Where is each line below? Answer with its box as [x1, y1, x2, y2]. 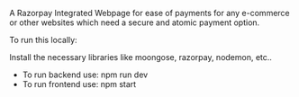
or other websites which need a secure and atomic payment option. [9, 17, 260, 28]
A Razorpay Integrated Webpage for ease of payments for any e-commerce [9, 8, 290, 18]
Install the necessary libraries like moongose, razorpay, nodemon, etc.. [9, 52, 273, 62]
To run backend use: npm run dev [22, 69, 149, 80]
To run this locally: [9, 35, 78, 45]
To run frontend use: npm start [22, 79, 137, 89]
